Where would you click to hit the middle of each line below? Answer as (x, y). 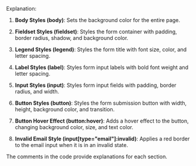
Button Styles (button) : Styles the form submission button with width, (101, 103)
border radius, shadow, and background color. (71, 38)
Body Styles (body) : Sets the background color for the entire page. (97, 20)
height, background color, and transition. (65, 109)
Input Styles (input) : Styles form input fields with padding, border (96, 85)
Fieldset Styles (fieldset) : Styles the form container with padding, (96, 32)
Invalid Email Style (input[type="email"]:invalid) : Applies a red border (102, 139)
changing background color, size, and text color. (74, 127)
